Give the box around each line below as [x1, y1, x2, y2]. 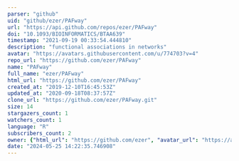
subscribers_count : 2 [7, 130, 72, 137]
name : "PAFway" [7, 63, 53, 71]
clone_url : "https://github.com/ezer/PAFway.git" [7, 97, 158, 104]
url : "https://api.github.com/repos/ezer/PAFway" [7, 24, 158, 31]
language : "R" [7, 123, 50, 130]
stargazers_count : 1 [7, 110, 69, 117]
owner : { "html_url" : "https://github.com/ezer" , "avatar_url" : [7, 136, 199, 143]
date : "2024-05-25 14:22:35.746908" [7, 143, 116, 150]
